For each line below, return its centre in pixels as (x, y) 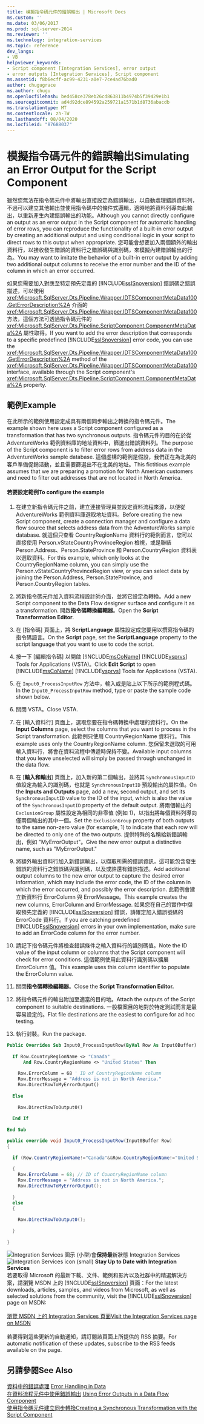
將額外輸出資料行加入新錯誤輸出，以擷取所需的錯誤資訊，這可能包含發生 (106, 861)
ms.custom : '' (25, 18)
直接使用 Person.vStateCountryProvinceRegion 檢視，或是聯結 (94, 543)
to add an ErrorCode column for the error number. (78, 933)
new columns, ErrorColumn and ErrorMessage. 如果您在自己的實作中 (101, 905)
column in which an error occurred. (51, 271)
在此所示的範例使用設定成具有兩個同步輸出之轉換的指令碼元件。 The (91, 421)
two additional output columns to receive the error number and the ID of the (101, 264)
